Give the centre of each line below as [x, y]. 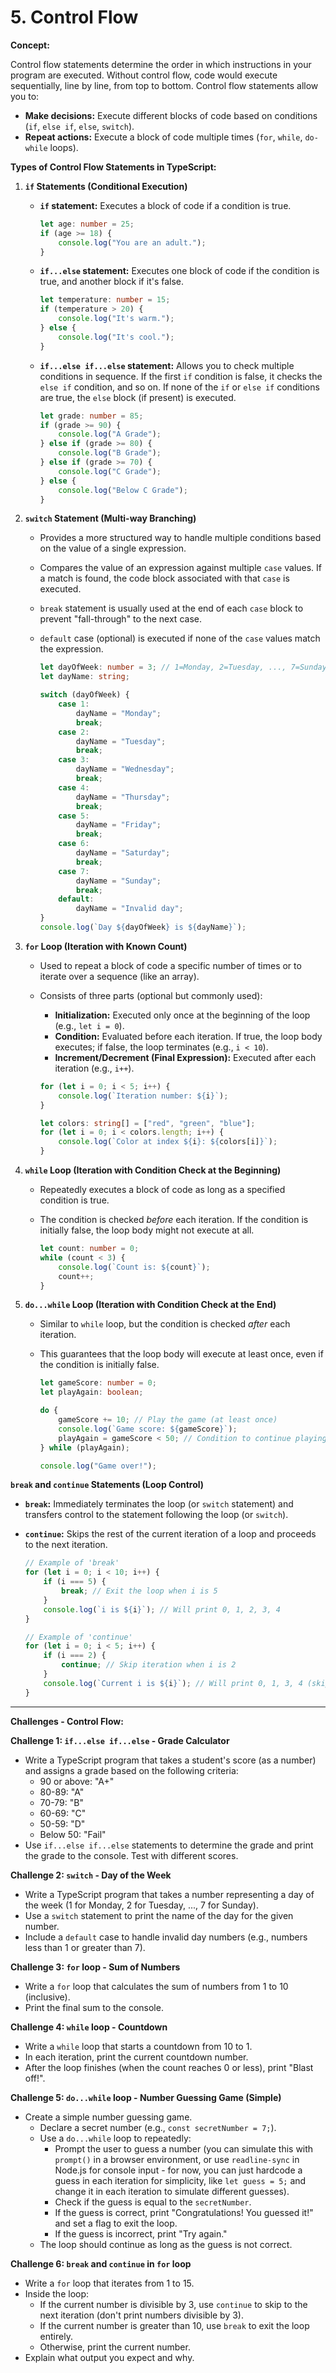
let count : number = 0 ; [89, 1249]
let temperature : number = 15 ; [105, 300]
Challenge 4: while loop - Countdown [89, 2027]
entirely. [56, 2336]
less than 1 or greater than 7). [85, 1947]
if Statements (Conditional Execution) [106, 186]
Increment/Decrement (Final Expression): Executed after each [185, 1057]
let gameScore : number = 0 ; [98, 1383]
